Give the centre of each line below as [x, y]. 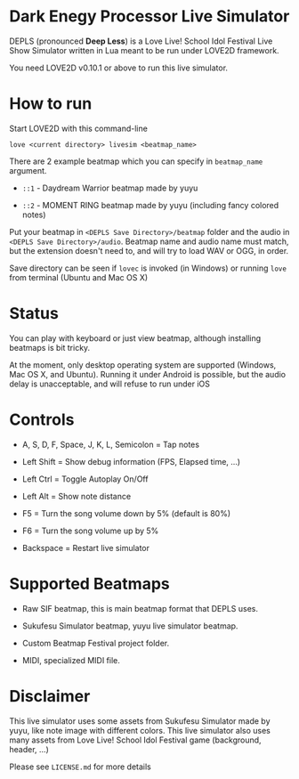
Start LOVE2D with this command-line [79, 128]
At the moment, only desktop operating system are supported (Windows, [143, 365]
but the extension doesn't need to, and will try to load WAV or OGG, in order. [149, 250]
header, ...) [29, 749]
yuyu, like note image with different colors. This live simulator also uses [140, 730]
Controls [42, 419]
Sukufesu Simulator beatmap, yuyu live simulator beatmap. [130, 626]
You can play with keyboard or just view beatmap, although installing [135, 338]
